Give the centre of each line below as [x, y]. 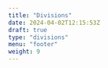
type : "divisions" [38, 37]
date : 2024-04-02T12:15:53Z [54, 23]
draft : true [28, 30]
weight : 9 [24, 52]
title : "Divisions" [40, 15]
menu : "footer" [33, 45]
